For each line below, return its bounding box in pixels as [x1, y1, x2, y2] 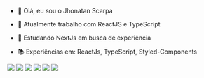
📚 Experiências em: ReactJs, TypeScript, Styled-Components [17, 47, 198, 56]
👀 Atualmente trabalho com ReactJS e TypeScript [17, 20, 161, 28]
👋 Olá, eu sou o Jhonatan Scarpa [17, 7, 114, 15]
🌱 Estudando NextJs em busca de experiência [17, 33, 151, 42]
